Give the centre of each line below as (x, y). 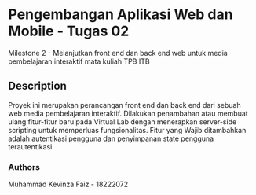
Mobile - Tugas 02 (69, 31)
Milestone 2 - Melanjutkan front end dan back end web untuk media (118, 53)
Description (37, 86)
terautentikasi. (31, 146)
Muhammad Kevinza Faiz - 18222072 (68, 184)
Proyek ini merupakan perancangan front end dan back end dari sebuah (124, 105)
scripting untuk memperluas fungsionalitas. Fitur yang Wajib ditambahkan (127, 130)
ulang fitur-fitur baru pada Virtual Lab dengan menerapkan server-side (123, 121)
